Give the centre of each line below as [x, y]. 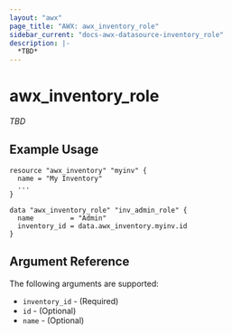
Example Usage [54, 150]
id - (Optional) [49, 311]
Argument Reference [70, 262]
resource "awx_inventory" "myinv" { [78, 170]
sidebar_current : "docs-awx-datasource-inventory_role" [116, 34]
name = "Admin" [62, 218]
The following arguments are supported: [84, 283]
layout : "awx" [36, 18]
